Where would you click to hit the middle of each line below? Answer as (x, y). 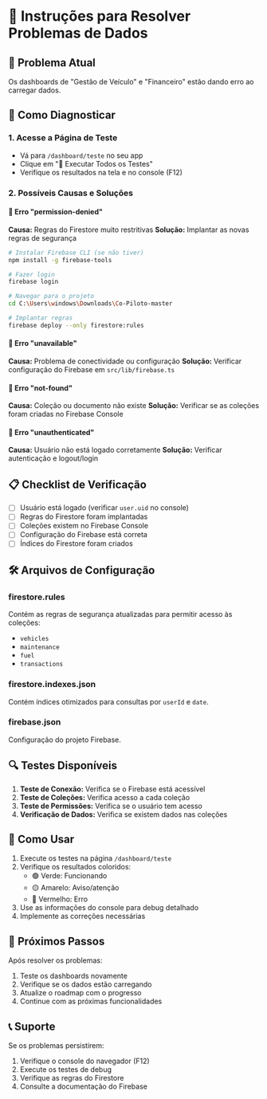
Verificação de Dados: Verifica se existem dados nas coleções (124, 814)
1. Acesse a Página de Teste (63, 138)
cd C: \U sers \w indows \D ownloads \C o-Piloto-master (90, 304)
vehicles (34, 639)
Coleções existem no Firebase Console (84, 526)
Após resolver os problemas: (55, 960)
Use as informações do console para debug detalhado (109, 908)
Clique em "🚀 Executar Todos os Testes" (86, 163)
